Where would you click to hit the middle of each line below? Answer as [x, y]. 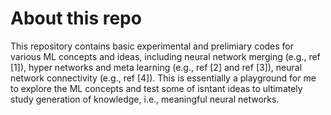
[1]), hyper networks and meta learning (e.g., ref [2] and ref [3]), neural [156, 67]
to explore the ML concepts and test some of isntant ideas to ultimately [156, 88]
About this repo [76, 18]
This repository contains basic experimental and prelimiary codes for [152, 46]
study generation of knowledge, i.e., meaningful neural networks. [145, 99]
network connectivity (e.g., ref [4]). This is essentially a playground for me [163, 78]
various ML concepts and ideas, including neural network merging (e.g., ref [165, 56]
